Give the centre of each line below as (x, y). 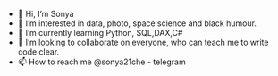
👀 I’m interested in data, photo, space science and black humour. (137, 23)
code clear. (38, 52)
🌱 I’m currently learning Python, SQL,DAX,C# (100, 33)
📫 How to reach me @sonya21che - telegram (101, 62)
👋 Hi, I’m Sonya (46, 14)
